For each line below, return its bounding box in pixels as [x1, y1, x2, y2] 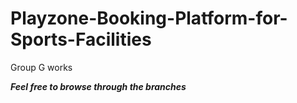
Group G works [10, 61, 73, 73]
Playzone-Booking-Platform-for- [10, 7, 288, 30]
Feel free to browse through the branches [10, 80, 187, 92]
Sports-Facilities [10, 28, 152, 51]
